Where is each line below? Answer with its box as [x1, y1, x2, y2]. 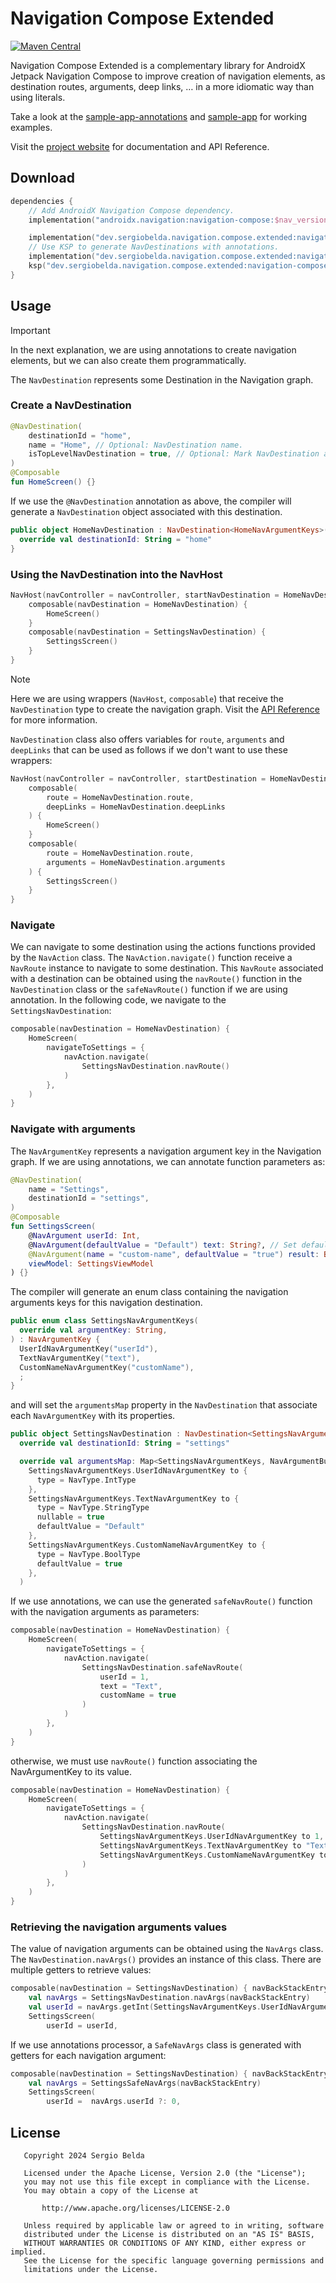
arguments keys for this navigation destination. [10, 1297, 203, 1309]
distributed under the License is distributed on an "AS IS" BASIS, [23, 2229, 315, 2239]
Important [10, 324, 51, 336]
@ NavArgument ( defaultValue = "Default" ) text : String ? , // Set [28, 1240, 298, 1250]
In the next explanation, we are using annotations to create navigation [10, 343, 297, 356]
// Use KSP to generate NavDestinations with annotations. [28, 242, 280, 252]
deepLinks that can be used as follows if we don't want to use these [10, 743, 288, 756]
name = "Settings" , [28, 1184, 110, 1194]
